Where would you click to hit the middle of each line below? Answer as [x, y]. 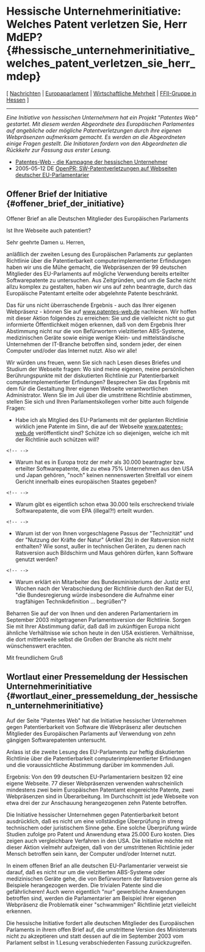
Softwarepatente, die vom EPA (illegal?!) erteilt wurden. [85, 510]
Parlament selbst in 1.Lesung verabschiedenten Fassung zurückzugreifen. [99, 942]
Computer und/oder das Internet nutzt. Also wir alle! [72, 350]
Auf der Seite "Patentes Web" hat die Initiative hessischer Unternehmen [96, 720]
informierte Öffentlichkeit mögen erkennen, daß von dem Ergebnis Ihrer [96, 324]
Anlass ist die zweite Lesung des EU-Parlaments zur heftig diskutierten [95, 752]
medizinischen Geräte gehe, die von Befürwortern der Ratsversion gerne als [102, 878]
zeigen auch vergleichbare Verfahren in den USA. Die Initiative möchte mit [99, 841]
